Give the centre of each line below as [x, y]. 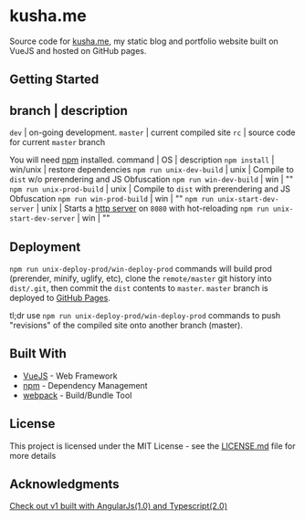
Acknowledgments [65, 484]
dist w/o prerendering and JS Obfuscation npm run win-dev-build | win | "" [152, 180]
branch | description [68, 110]
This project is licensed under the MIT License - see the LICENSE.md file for [152, 446]
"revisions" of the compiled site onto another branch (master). [126, 325]
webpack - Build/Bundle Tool [77, 395]
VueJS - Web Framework [70, 376]
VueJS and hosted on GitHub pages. [78, 50]
